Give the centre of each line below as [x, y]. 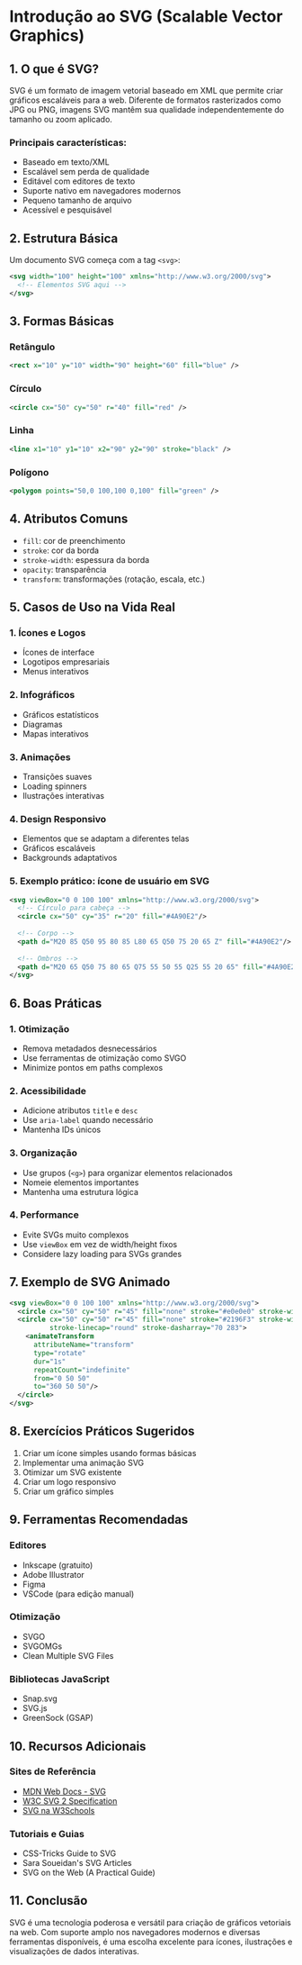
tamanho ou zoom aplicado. [61, 119]
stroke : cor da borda [61, 550]
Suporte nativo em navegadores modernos [102, 191]
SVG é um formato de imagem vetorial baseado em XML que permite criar [147, 91]
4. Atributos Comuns [69, 519]
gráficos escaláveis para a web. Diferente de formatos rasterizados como [145, 100]
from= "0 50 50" [62, 1378]
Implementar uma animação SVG [83, 1462]
